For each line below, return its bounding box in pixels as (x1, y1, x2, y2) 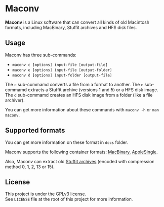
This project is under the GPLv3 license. (5, 191, 86, 197)
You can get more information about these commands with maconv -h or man (5, 106, 159, 112)
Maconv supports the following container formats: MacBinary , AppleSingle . (5, 149, 158, 155)
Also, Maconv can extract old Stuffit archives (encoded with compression (5, 158, 155, 164)
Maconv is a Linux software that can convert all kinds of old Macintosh (5, 19, 150, 25)
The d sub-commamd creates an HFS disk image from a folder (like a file (5, 92, 153, 98)
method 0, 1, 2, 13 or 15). (5, 164, 55, 170)
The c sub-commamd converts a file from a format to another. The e (5, 81, 144, 87)
